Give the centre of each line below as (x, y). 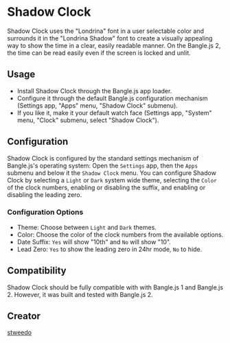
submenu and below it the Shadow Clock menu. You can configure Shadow (112, 173)
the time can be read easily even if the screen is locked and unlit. (99, 53)
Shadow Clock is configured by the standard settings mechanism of (103, 158)
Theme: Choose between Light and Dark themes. (87, 227)
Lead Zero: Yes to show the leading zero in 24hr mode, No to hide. (110, 249)
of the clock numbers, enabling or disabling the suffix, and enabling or (106, 187)
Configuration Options (45, 212)
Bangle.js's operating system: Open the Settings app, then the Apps (102, 165)
